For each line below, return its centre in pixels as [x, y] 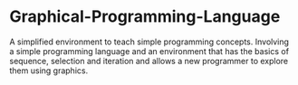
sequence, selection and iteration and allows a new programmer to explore [149, 61]
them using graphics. [49, 71]
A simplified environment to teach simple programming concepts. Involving [149, 42]
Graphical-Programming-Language [145, 17]
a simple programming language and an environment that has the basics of [149, 51]
